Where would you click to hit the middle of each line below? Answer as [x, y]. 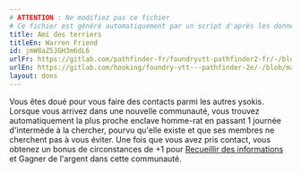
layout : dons [34, 76]
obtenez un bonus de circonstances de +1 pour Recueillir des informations [146, 149]
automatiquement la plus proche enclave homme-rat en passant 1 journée [146, 120]
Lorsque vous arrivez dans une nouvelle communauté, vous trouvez [134, 111]
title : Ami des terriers [56, 34]
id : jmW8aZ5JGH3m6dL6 [50, 51]
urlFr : [21, 59]
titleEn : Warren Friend [54, 43]
